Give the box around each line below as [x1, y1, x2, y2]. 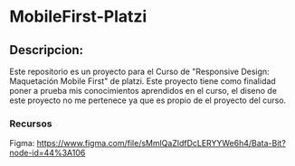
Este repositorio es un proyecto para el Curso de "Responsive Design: [9, 66, 270, 77]
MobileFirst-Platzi [9, 6, 147, 27]
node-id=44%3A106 [9, 147, 86, 159]
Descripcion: [9, 42, 84, 58]
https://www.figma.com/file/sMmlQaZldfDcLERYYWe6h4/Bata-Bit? [36, 138, 287, 149]
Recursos [9, 117, 52, 130]
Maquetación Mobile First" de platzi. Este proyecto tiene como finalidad [9, 76, 276, 87]
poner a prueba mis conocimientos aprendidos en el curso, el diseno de [9, 86, 278, 96]
